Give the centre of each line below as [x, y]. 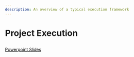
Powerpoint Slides [23, 50]
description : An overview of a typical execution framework [67, 9]
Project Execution [42, 33]
